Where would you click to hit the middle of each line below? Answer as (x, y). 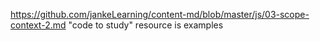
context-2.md (38, 25)
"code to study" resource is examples (146, 25)
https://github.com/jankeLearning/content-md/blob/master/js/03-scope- (160, 14)
